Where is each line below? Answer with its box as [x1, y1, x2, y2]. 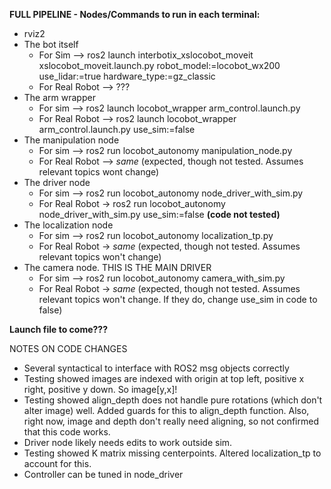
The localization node [23, 219, 114, 231]
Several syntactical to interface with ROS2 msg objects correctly [23, 362, 290, 374]
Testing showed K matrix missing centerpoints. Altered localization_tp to [23, 447, 322, 459]
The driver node [23, 177, 91, 188]
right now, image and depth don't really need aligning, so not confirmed [23, 415, 319, 427]
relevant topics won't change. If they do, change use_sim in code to [38, 294, 318, 305]
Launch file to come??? [9, 324, 109, 335]
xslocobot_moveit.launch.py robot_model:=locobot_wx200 [38, 60, 281, 71]
